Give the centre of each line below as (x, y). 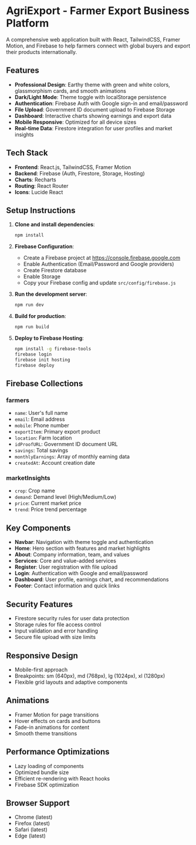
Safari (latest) (31, 830)
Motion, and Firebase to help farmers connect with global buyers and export (98, 46)
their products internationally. (42, 52)
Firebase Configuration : (44, 246)
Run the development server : (51, 294)
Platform (28, 23)
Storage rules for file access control (58, 625)
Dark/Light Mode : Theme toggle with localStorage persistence (91, 97)
